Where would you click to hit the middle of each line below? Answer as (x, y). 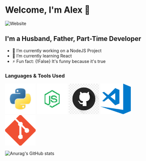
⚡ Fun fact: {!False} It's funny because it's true (59, 61)
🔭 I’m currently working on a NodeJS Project (57, 50)
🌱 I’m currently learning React (42, 56)
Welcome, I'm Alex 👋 (48, 10)
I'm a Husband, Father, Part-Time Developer (73, 39)
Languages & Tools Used (35, 76)
